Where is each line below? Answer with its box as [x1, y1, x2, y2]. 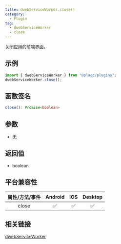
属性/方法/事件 [7, 194, 41, 201]
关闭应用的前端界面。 [5, 44, 48, 49]
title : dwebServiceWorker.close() [5, 7, 76, 12]
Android [45, 193, 65, 200]
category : [5, 12, 25, 17]
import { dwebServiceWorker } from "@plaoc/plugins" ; [5, 73, 117, 78]
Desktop [82, 193, 103, 200]
